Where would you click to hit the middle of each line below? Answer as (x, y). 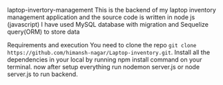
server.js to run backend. (42, 74)
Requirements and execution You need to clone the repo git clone (102, 45)
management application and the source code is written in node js (101, 17)
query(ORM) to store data (43, 32)
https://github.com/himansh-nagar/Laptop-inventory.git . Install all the (109, 52)
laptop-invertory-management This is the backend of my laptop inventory (111, 10)
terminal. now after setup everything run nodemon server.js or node (104, 67)
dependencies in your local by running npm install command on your (105, 60)
